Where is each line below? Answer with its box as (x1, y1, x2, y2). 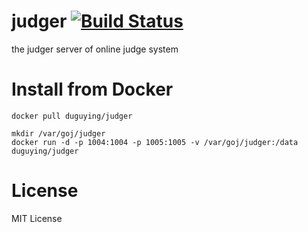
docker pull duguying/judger (11, 111, 133, 121)
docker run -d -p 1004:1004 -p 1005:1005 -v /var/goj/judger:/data (11, 137, 299, 147)
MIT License (11, 212, 63, 224)
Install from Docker (11, 78, 174, 101)
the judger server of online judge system (11, 43, 179, 55)
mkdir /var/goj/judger (11, 128, 106, 139)
